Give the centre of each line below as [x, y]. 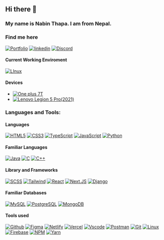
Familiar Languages [26, 147]
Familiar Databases [26, 193]
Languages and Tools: [33, 112]
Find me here [22, 37]
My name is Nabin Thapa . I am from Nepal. [58, 24]
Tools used [17, 216]
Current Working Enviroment [36, 60]
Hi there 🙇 [21, 9]
